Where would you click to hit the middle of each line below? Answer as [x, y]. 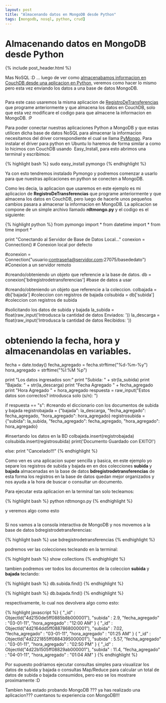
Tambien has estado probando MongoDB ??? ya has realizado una [73, 690]
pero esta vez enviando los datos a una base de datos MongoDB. [72, 88]
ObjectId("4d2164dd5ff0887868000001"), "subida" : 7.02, [64, 628]
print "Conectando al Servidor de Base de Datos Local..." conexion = [75, 239]
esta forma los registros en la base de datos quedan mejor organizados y [80, 476]
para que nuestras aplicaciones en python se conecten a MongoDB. [75, 179]
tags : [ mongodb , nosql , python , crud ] [45, 19]
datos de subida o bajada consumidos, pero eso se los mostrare [71, 675]
